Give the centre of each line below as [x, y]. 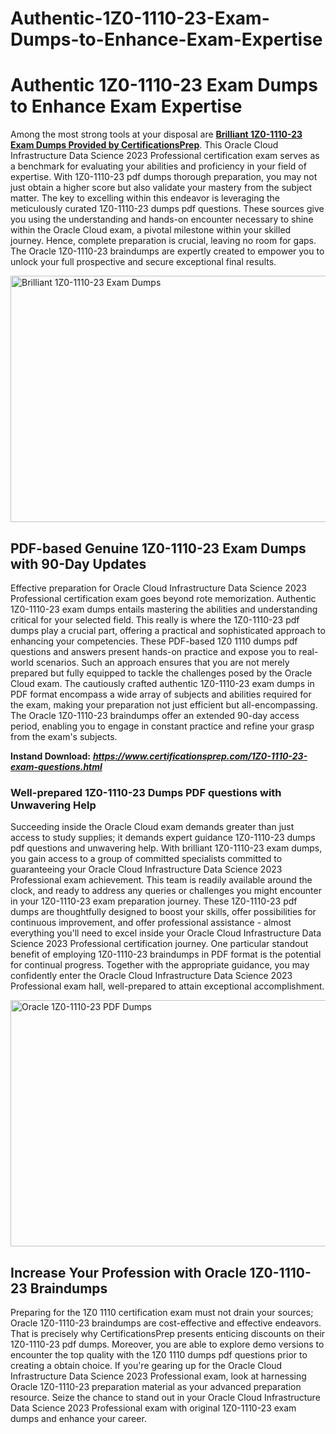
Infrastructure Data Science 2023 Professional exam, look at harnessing [158, 1376]
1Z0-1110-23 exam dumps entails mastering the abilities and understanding [164, 609]
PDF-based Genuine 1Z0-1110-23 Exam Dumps [158, 548]
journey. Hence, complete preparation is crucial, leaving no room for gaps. [163, 241]
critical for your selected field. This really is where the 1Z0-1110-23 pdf [155, 619]
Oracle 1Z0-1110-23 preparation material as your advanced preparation [156, 1387]
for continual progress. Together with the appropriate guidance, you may [160, 965]
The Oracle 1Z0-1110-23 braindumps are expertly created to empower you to [167, 251]
